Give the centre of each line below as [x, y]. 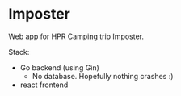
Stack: [19, 52]
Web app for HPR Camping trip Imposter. [76, 36]
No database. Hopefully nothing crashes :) [103, 76]
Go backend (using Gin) [59, 67]
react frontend [44, 85]
